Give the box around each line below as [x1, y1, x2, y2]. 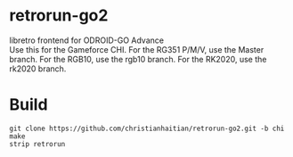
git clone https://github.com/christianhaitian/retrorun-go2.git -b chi [9, 124, 285, 133]
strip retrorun [9, 139, 66, 148]
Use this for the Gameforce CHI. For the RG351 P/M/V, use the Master [9, 44, 265, 54]
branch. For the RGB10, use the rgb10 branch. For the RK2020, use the [9, 54, 267, 64]
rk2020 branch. [9, 63, 67, 74]
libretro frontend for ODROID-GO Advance [9, 35, 165, 45]
